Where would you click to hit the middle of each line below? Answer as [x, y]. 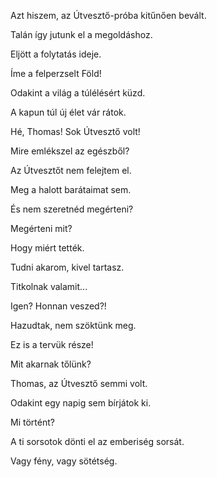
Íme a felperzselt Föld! [56, 73]
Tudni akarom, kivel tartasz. [67, 267]
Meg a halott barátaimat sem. [71, 189]
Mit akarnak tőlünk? [51, 364]
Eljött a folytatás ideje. [56, 54]
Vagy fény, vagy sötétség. [64, 461]
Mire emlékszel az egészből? [70, 151]
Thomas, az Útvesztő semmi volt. [79, 383]
